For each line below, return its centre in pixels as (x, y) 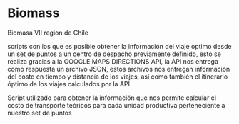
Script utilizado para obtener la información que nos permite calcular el (112, 98)
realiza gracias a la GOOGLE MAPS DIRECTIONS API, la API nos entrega (113, 61)
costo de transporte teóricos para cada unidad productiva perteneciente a (116, 105)
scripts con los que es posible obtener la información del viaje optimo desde (119, 46)
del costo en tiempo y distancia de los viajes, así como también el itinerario (118, 77)
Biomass (34, 13)
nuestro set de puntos (40, 113)
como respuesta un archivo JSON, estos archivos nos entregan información (119, 69)
